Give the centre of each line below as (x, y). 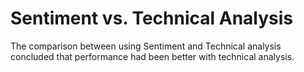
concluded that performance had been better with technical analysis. (152, 56)
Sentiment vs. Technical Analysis (152, 18)
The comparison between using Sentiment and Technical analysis (146, 46)
